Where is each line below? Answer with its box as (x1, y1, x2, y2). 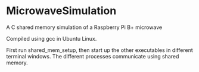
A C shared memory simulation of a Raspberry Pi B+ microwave (6, 24, 163, 31)
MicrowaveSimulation (6, 4, 117, 18)
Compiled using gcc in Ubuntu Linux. (6, 35, 97, 42)
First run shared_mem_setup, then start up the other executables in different (6, 46, 194, 54)
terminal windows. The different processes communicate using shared (6, 53, 179, 60)
